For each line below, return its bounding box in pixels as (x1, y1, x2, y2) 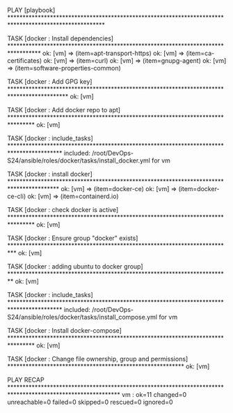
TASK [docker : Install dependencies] (7, 34, 113, 43)
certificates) (7, 57, 42, 65)
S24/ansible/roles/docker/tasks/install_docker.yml (7, 156, 151, 165)
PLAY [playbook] (7, 6, 56, 14)
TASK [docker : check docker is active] (7, 206, 119, 213)
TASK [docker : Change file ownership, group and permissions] (7, 355, 188, 363)
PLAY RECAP (7, 376, 45, 384)
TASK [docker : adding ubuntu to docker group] (7, 262, 144, 271)
